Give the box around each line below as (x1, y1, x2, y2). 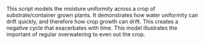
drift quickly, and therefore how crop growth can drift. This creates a (6, 18, 178, 25)
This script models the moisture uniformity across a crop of (6, 5, 156, 12)
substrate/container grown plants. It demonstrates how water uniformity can (6, 11, 199, 19)
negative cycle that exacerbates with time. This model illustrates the (6, 24, 178, 31)
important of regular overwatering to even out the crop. (6, 31, 145, 38)
